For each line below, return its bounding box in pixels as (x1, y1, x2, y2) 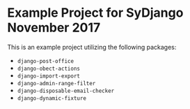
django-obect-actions (17, 65, 80, 72)
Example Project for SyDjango (7, 5, 184, 21)
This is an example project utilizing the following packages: (7, 43, 177, 51)
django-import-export (17, 72, 80, 80)
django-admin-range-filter (17, 80, 96, 87)
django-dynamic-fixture (17, 94, 87, 102)
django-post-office (17, 57, 74, 64)
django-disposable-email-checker (17, 87, 115, 94)
